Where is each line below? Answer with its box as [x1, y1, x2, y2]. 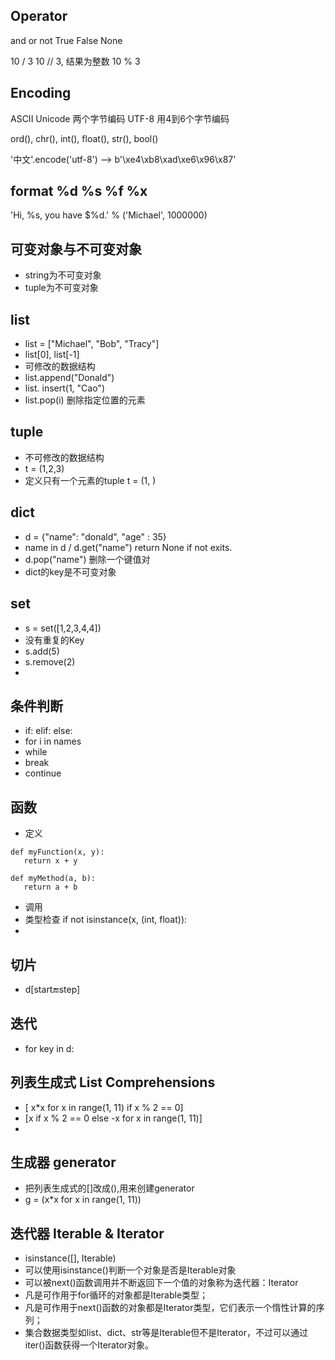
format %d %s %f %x [10, 183, 148, 200]
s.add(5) [24, 645, 60, 657]
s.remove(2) [24, 655, 76, 668]
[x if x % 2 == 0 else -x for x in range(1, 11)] [24, 1112, 203, 1124]
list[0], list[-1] [24, 349, 80, 361]
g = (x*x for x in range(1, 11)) [24, 1194, 142, 1206]
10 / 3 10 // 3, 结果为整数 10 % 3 [10, 55, 141, 67]
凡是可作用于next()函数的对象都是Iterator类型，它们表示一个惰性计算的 [24, 1302, 317, 1314]
